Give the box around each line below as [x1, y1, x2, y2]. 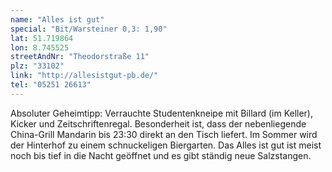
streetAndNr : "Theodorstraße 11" [10, 52, 150, 62]
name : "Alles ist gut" [10, 14, 105, 25]
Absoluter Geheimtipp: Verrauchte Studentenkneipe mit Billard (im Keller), [10, 107, 313, 119]
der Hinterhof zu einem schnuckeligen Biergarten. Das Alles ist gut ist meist [10, 139, 322, 151]
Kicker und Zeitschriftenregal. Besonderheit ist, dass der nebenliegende [10, 117, 307, 130]
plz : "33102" [10, 61, 65, 71]
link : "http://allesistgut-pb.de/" [10, 71, 159, 81]
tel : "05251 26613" [10, 80, 92, 90]
